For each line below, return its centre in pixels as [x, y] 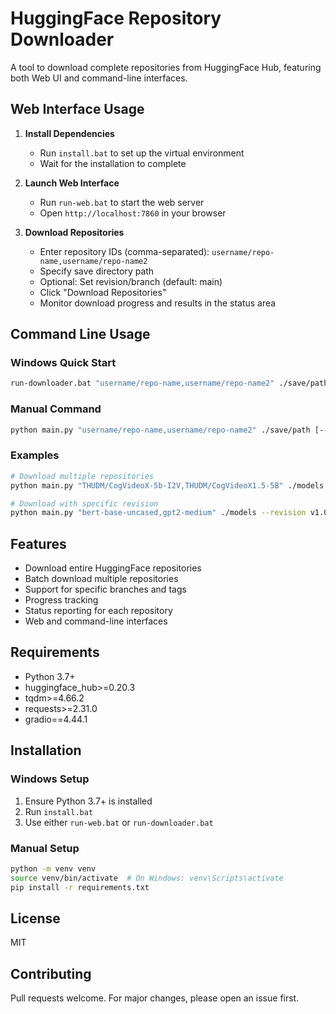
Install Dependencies [69, 133]
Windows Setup [50, 779]
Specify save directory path [97, 271]
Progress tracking [61, 600]
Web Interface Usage [77, 109]
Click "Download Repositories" [103, 292]
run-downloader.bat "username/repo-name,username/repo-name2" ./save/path [169, 383]
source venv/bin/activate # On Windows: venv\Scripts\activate [147, 878]
